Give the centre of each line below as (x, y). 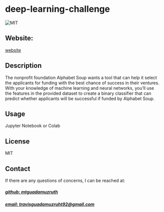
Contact (18, 169)
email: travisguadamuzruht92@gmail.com (50, 204)
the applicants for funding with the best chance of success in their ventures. (82, 83)
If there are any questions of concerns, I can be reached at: (65, 180)
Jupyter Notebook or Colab (33, 126)
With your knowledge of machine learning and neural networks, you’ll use (80, 88)
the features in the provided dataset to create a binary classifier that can (78, 93)
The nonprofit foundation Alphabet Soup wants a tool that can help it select (81, 77)
